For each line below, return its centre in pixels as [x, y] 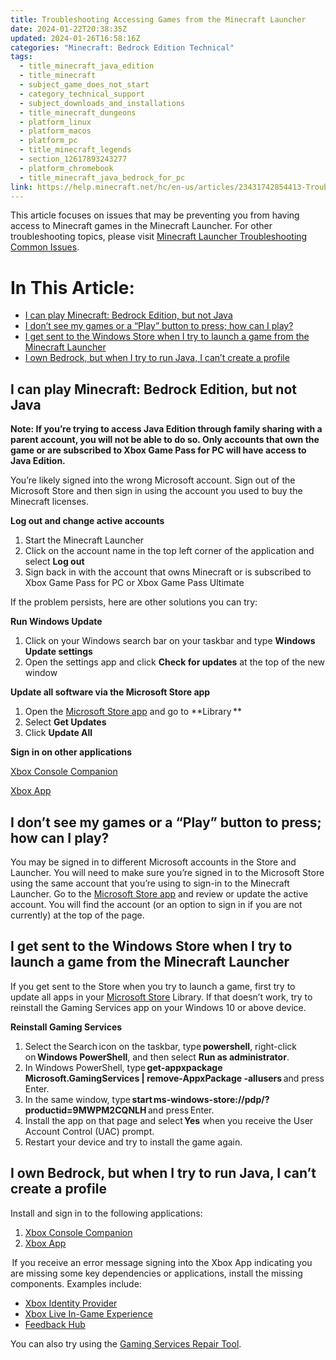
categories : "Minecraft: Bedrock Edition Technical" [122, 47]
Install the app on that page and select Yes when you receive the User [169, 1120]
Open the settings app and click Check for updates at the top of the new [175, 662]
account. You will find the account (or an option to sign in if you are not [156, 904]
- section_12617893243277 [73, 159]
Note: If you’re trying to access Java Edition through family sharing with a [166, 429]
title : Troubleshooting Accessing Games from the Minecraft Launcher [158, 19]
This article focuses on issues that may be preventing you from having [155, 215]
